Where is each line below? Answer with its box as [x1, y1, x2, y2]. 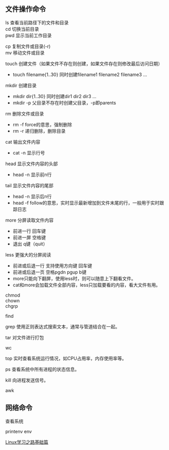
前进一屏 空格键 [12, 234, 46, 240]
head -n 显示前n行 [12, 171, 52, 178]
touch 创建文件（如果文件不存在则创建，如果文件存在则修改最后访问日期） [5, 61, 163, 67]
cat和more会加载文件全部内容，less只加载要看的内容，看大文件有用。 [12, 282, 161, 288]
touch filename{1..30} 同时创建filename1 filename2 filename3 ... [12, 71, 147, 77]
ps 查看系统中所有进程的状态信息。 [5, 366, 80, 372]
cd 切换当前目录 [5, 26, 40, 32]
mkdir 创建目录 [5, 82, 37, 88]
